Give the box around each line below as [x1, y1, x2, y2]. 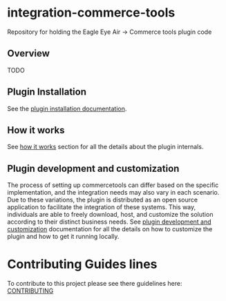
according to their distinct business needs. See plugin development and [7, 217, 212, 226]
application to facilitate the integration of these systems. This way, [7, 203, 196, 211]
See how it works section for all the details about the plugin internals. [7, 143, 204, 151]
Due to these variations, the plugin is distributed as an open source [7, 195, 198, 204]
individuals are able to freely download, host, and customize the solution [7, 211, 214, 219]
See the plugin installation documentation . [7, 104, 127, 113]
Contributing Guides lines [7, 257, 158, 272]
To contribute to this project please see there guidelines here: [7, 280, 182, 288]
